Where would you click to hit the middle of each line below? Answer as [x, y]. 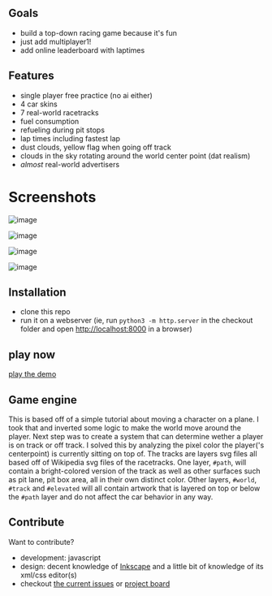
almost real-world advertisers [70, 164]
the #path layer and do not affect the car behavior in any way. [111, 497]
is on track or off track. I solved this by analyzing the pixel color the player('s [136, 445]
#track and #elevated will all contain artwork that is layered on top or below [134, 488]
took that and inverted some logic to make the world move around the [125, 428]
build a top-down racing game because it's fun [98, 32]
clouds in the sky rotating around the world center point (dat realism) [135, 155]
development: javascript [60, 557]
